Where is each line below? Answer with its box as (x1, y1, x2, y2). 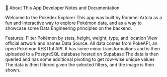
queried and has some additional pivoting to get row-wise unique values (5, 56, 155, 62)
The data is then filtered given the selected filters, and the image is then (5, 62, 154, 67)
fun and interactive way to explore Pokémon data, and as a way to (5, 20, 142, 26)
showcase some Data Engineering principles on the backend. (5, 25, 132, 31)
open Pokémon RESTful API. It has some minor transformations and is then (5, 46, 160, 51)
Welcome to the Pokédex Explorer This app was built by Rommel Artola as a (5, 15, 162, 20)
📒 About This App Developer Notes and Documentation (5, 5, 120, 11)
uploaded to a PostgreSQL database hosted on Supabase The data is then (5, 51, 159, 57)
